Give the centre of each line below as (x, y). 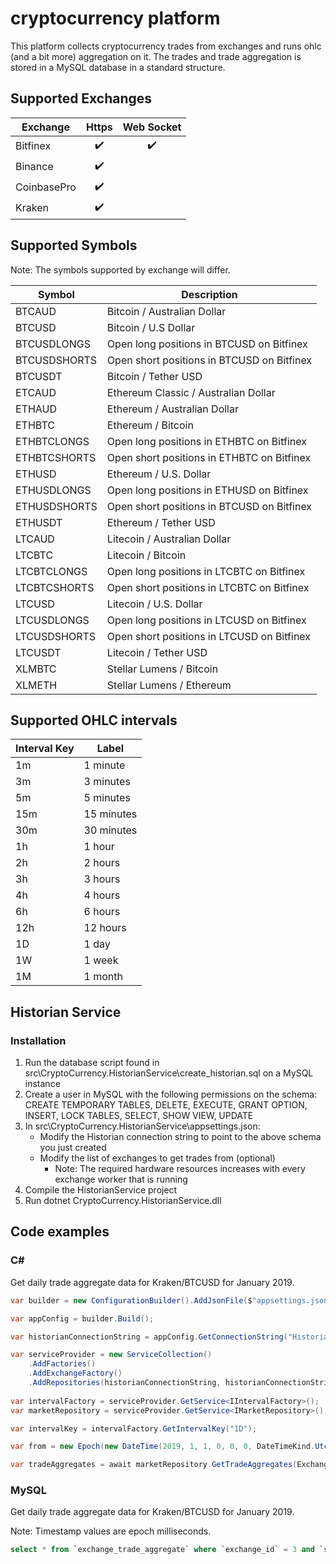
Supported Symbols (74, 245)
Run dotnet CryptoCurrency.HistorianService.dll (123, 1201)
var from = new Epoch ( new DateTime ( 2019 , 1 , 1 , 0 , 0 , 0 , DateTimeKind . (163, 1447)
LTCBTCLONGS (51, 571)
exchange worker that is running (121, 1179)
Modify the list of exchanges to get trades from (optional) (157, 1158)
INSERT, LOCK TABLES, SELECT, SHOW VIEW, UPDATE (139, 1116)
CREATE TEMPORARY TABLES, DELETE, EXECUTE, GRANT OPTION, (166, 1105)
